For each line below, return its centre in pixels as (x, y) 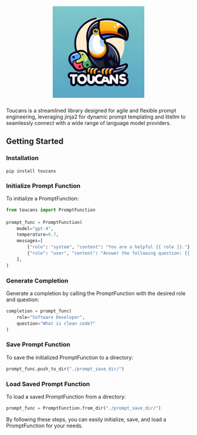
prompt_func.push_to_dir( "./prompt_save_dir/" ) (65, 369)
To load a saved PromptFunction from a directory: (66, 396)
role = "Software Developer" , (51, 317)
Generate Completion (37, 280)
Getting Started (35, 142)
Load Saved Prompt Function (48, 384)
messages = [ (30, 241)
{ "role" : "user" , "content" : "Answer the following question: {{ (109, 253)
